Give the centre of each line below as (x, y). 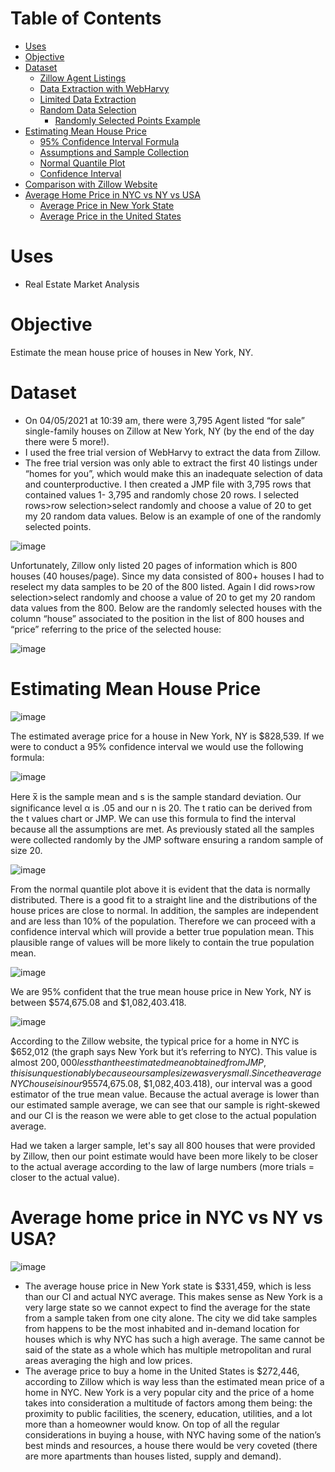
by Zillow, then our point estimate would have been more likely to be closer (164, 1156)
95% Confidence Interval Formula (109, 141)
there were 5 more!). (67, 441)
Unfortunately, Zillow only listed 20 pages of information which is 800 (154, 565)
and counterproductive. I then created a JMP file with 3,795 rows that (168, 484)
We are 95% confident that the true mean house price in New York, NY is (161, 991)
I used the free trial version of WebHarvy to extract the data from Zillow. (173, 452)
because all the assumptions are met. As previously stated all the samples (162, 829)
